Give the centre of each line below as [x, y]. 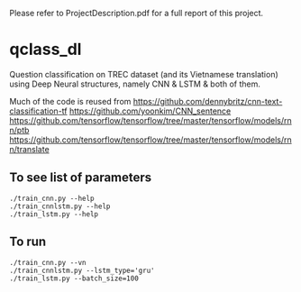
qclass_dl [46, 50]
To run [28, 242]
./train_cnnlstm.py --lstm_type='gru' [82, 270]
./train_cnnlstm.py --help [60, 206]
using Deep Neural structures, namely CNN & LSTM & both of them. [135, 84]
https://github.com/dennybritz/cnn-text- [208, 101]
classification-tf [38, 111]
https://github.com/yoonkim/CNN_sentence [150, 111]
